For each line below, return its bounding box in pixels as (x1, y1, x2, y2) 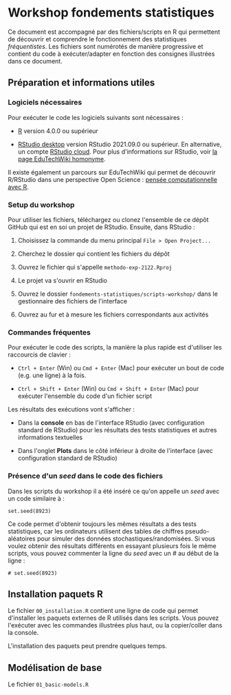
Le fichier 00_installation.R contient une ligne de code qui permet (8, 607, 199, 615)
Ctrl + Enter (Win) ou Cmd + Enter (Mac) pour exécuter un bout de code (17, 364, 225, 372)
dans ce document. (8, 57, 63, 65)
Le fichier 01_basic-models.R (8, 681, 89, 689)
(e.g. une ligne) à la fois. (17, 371, 87, 380)
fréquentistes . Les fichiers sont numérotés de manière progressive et (8, 42, 203, 50)
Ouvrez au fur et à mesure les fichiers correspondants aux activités (17, 310, 209, 319)
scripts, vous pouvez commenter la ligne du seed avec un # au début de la (8, 549, 219, 557)
